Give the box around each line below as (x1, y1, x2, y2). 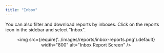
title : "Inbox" (5, 7, 38, 13)
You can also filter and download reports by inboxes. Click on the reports (5, 21, 159, 27)
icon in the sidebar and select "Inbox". (5, 26, 86, 33)
